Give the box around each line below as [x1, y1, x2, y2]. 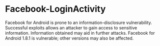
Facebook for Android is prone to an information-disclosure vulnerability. [5, 20, 152, 25]
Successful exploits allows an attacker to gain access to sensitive [5, 24, 137, 30]
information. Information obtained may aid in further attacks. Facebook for [5, 30, 155, 36]
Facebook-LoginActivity [5, 3, 106, 15]
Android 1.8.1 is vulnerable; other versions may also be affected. [5, 35, 134, 41]
